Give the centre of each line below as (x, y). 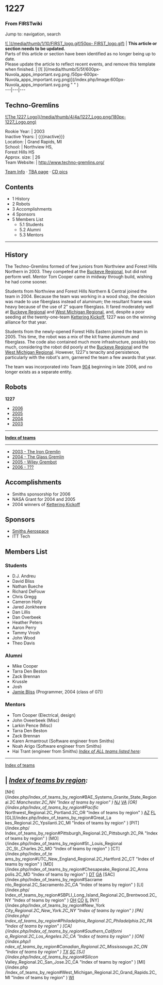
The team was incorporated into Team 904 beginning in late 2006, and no (79, 366)
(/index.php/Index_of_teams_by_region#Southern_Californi (64, 931)
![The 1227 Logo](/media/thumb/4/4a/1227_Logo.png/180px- (65, 117)
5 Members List (28, 219)
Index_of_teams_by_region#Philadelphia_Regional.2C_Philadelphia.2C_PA (79, 921)
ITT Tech (21, 536)
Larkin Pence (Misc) (32, 725)
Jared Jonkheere (29, 607)
